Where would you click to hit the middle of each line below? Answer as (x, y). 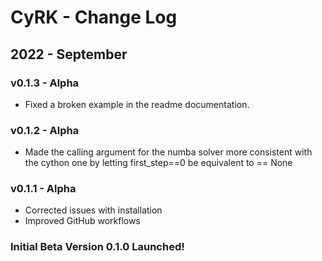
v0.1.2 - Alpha (45, 130)
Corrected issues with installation (93, 210)
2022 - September (69, 54)
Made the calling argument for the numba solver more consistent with (168, 152)
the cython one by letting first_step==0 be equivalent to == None (158, 163)
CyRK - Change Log (94, 17)
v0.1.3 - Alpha (45, 83)
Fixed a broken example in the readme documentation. (137, 104)
